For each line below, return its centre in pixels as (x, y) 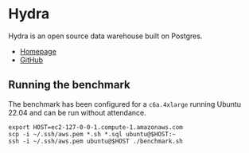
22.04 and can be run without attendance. (77, 112)
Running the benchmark (69, 85)
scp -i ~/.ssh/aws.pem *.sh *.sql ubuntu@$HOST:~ (92, 134)
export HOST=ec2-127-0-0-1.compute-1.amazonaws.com (95, 127)
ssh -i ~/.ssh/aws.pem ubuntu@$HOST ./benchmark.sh (95, 141)
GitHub (31, 60)
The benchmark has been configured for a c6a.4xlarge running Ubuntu (124, 104)
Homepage (38, 51)
